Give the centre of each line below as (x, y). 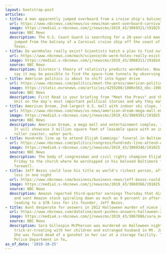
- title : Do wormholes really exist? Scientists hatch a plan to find (79, 51)
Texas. (21, 46)
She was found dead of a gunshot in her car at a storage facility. (86, 235)
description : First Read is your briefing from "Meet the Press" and (83, 97)
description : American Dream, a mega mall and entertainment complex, (84, 125)
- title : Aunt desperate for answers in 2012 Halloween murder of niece (82, 207)
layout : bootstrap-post (30, 10)
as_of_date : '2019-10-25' (32, 244)
